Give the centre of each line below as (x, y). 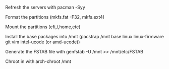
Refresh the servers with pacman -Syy (45, 7)
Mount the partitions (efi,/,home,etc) (43, 27)
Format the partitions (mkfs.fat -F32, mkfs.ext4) (55, 17)
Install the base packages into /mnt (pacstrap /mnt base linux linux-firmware (84, 37)
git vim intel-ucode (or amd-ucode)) (43, 42)
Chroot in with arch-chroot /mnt (38, 61)
